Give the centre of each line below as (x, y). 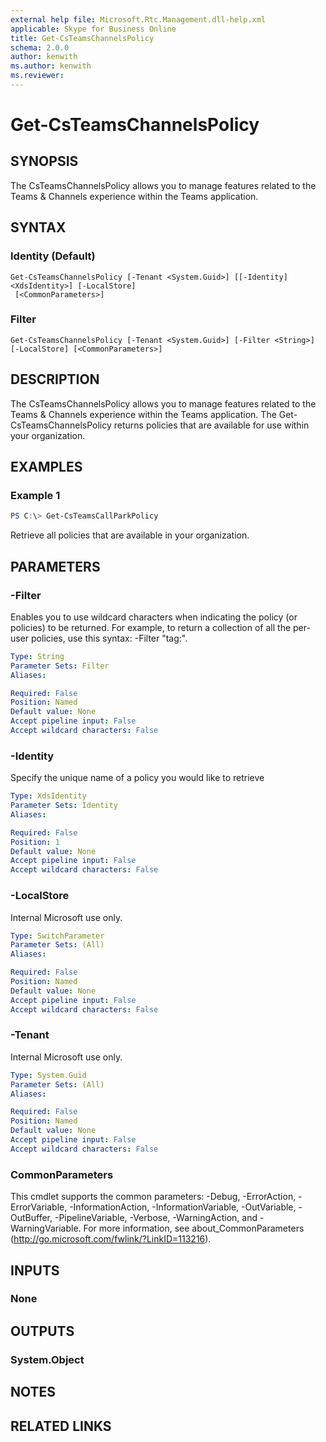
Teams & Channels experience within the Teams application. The (143, 414)
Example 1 (35, 495)
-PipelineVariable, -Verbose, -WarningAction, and (156, 1218)
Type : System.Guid (48, 1075)
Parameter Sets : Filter (60, 666)
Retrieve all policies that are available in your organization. (130, 535)
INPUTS (35, 1270)
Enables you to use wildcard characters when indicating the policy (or (154, 617)
